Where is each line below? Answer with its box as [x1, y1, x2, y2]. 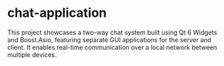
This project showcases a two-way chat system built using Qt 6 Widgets [7, 28, 218, 37]
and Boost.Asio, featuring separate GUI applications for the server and [7, 35, 211, 44]
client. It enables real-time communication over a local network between [7, 43, 218, 51]
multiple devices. [7, 51, 57, 59]
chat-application [7, 5, 107, 21]
